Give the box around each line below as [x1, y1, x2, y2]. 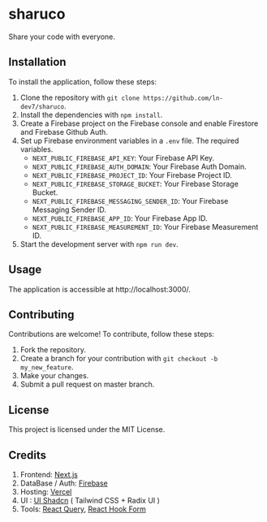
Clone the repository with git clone [19, 93, 140, 102]
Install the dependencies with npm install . [19, 110, 163, 119]
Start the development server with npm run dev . [19, 239, 179, 248]
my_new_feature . [19, 362, 75, 372]
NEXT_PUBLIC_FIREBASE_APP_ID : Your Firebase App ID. [32, 213, 209, 223]
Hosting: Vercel [19, 487, 72, 496]
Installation [8, 55, 67, 69]
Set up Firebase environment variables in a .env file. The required [19, 136, 239, 145]
